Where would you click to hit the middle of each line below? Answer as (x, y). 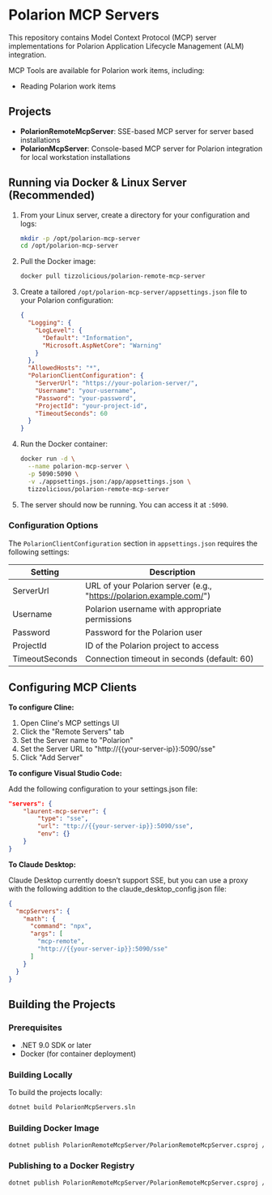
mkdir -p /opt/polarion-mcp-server (80, 238)
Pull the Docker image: (58, 261)
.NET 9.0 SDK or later (55, 1046)
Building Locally (40, 1075)
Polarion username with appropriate (153, 609)
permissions (108, 619)
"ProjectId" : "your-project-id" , (91, 406)
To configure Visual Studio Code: (66, 773)
